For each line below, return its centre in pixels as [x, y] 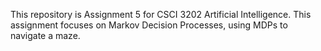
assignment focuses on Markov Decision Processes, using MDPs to [149, 25]
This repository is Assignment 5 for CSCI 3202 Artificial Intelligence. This [161, 14]
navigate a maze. [45, 35]
